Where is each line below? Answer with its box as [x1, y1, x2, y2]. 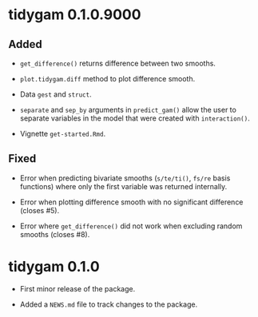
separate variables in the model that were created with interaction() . [19, 113, 250, 123]
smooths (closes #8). [19, 229, 90, 239]
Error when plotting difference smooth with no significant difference [19, 197, 244, 207]
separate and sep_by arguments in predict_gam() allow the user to [19, 105, 237, 114]
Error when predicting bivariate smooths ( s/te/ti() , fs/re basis [19, 173, 231, 183]
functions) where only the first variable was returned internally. [19, 181, 228, 191]
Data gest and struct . [19, 89, 92, 99]
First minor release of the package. [19, 283, 136, 293]
